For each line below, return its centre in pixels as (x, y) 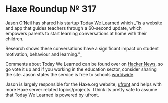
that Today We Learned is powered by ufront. (52, 95)
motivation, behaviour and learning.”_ (44, 54)
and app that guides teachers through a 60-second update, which (73, 28)
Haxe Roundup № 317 (51, 9)
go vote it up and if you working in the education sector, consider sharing (81, 69)
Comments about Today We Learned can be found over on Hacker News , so (84, 64)
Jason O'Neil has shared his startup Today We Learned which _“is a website (84, 23)
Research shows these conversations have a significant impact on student (82, 48)
